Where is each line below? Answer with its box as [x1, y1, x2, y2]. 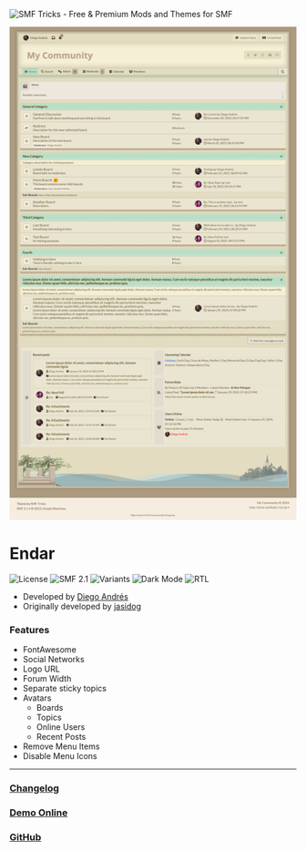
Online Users [36, 722, 86, 733]
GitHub [9, 830, 42, 843]
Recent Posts [36, 732, 87, 743]
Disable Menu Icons [22, 751, 97, 762]
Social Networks [22, 654, 85, 665]
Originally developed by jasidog [22, 600, 142, 611]
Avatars [22, 692, 52, 703]
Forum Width [22, 673, 72, 684]
